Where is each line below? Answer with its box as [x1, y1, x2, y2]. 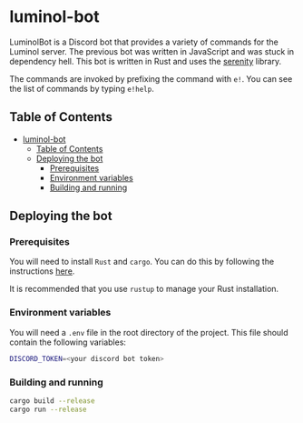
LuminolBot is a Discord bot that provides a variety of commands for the [9, 36, 279, 47]
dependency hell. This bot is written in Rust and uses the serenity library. [9, 55, 282, 66]
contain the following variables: [9, 337, 127, 347]
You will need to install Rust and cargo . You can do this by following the [9, 257, 275, 267]
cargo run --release [9, 405, 88, 414]
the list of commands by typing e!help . [9, 83, 154, 94]
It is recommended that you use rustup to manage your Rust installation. [9, 284, 279, 295]
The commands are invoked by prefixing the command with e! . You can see [9, 73, 293, 84]
